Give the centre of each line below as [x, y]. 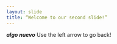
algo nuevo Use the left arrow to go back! [59, 34]
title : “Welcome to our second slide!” [57, 17]
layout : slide [24, 12]
